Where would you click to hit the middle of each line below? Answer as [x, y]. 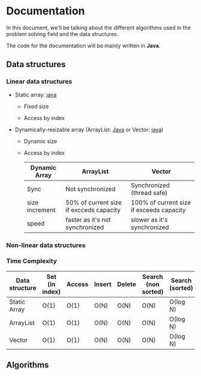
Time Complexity [32, 261]
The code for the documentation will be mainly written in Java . [83, 46]
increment [41, 210]
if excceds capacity [93, 210]
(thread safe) [149, 192]
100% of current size [161, 202]
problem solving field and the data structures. [62, 34]
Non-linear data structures [46, 245]
